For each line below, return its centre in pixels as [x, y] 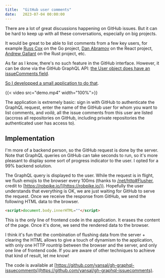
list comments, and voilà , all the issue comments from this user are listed [79, 112]
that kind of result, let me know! [37, 256]
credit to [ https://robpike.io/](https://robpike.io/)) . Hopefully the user [74, 186]
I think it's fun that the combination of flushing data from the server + [75, 235]
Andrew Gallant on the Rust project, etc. [46, 53]
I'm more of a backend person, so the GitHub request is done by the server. [82, 150]
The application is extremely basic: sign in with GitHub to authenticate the [80, 102]
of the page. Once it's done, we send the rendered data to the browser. [77, 225]
